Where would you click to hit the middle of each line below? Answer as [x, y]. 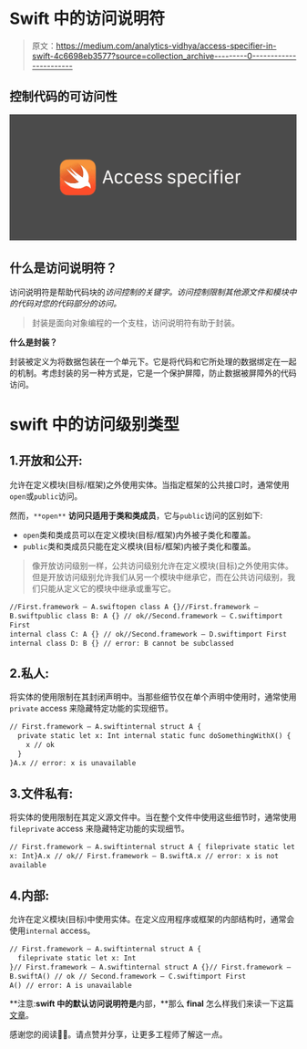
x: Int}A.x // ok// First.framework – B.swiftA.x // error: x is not [144, 857]
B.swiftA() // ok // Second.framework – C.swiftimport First [128, 976]
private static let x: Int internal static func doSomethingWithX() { [154, 736]
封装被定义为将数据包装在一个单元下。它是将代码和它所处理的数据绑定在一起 [153, 361]
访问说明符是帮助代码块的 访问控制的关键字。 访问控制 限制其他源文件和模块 [149, 292]
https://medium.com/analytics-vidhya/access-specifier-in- [166, 46]
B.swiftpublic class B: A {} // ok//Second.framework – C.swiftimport [146, 616]
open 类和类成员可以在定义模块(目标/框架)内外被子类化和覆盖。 [139, 535]
